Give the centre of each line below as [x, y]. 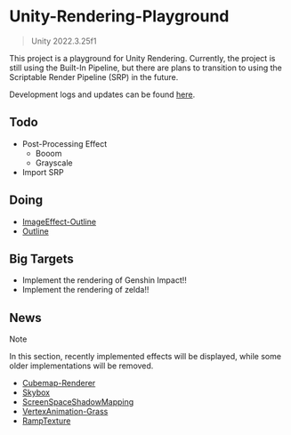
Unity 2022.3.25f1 [64, 41]
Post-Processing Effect [65, 143]
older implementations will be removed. [81, 366]
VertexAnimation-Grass [65, 412]
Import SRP [43, 172]
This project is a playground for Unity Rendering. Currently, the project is [142, 58]
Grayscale [54, 163]
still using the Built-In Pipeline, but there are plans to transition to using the [145, 68]
